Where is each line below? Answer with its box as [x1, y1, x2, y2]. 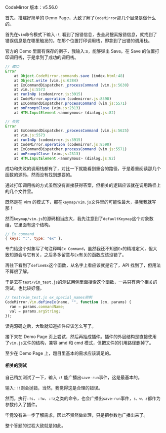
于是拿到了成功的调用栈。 [26, 54, 79, 60]
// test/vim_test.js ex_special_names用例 [5, 295, 92, 300]
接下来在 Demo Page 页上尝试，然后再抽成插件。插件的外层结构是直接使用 [5, 333, 157, 340]
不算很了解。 [5, 268, 31, 274]
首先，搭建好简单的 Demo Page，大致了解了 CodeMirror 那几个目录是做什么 [5, 15, 156, 21]
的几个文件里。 [5, 188, 36, 194]
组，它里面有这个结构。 [5, 221, 53, 227]
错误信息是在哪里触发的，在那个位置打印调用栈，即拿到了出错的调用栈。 [5, 38, 152, 43]
